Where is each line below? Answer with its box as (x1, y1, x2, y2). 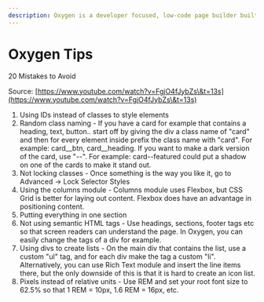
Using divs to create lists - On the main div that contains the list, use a (19, 243, 246, 253)
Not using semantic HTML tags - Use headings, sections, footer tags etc (19, 218, 255, 227)
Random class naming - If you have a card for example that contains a (19, 118, 247, 128)
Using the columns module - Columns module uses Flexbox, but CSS (19, 185, 244, 195)
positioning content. (19, 202, 85, 211)
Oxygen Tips (8, 45, 93, 63)
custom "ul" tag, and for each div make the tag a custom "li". (19, 252, 216, 261)
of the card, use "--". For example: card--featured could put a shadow (19, 151, 247, 161)
